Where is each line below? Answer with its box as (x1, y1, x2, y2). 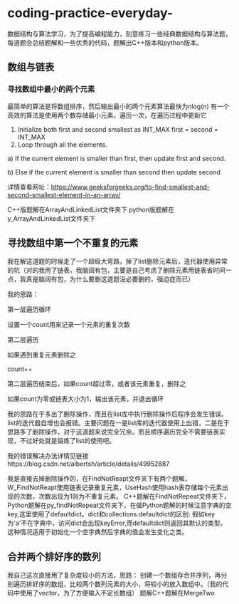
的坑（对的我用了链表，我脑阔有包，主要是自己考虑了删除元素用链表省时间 (7, 266, 225, 275)
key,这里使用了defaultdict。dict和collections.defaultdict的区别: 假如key (7, 510, 216, 519)
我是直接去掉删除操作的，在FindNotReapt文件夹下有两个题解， (7, 474, 191, 483)
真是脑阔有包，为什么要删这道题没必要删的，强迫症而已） (26, 275, 194, 283)
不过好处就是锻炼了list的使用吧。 (19, 437, 116, 445)
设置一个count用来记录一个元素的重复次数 (7, 321, 130, 329)
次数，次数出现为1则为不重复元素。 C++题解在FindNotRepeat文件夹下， (19, 492, 230, 501)
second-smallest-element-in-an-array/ (7, 190, 121, 199)
